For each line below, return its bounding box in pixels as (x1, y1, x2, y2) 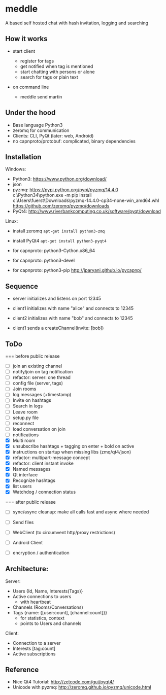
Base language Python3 (12, 122, 63, 128)
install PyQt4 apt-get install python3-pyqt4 (12, 238, 107, 244)
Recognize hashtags (12, 477, 56, 483)
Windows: (5, 166, 26, 172)
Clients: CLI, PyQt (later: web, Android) (12, 132, 94, 138)
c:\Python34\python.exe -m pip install (12, 192, 92, 198)
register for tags (20, 58, 54, 64)
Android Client (12, 539, 43, 545)
